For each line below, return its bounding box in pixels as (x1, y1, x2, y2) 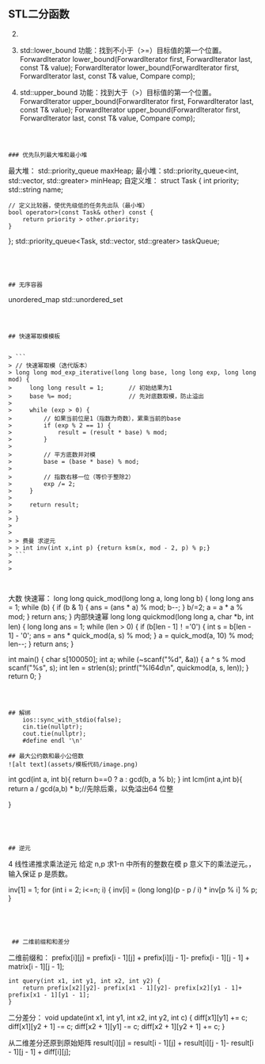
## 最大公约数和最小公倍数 (8, 752, 85, 760)
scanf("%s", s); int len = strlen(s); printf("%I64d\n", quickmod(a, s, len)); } (8, 663, 249, 672)
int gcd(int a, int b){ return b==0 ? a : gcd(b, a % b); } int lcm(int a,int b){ (8, 774, 243, 783)
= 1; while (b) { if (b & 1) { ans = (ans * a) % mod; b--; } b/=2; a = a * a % (8, 602, 244, 612)
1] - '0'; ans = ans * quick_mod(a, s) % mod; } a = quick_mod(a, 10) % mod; (8, 630, 255, 640)
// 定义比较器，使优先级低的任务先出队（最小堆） (8, 201, 149, 209)
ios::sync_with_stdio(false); (22, 716, 123, 724)
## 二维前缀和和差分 (11, 938, 70, 946)
